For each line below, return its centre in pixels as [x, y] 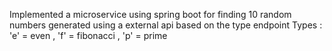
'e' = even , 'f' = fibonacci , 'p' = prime [88, 35]
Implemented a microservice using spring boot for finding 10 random [150, 14]
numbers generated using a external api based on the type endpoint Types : [166, 25]
